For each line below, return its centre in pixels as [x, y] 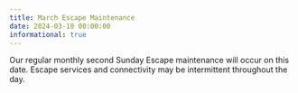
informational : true [48, 34]
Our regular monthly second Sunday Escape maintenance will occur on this [149, 60]
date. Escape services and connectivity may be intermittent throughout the [149, 70]
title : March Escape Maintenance [72, 18]
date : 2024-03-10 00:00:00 [60, 26]
